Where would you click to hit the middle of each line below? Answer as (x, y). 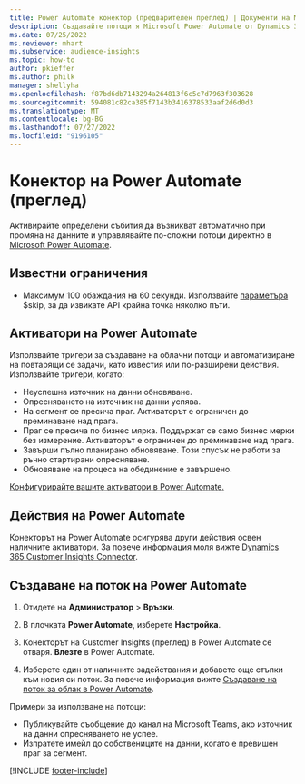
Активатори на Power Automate (103, 334)
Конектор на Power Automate (126, 181)
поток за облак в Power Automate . (88, 689)
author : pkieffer (42, 69)
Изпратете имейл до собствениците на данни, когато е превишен (150, 744)
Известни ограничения (79, 273)
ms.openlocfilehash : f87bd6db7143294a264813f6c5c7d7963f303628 (132, 94)
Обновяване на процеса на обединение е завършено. (128, 470)
